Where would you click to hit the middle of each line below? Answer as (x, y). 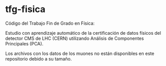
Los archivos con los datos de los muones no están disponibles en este (80, 53)
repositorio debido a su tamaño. (39, 58)
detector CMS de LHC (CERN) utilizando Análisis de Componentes (75, 38)
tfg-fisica (25, 9)
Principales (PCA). (24, 43)
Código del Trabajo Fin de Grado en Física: (50, 23)
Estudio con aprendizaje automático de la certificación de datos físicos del (83, 33)
